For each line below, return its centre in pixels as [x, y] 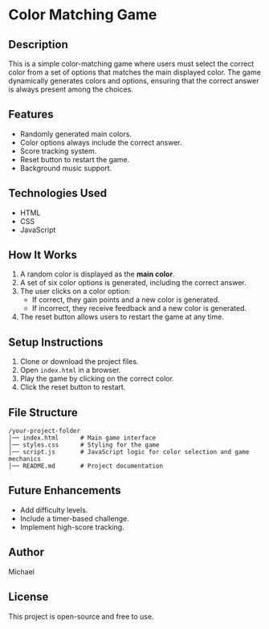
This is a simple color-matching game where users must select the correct [131, 63]
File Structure [43, 413]
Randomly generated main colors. [76, 133]
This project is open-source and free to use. [81, 616]
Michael [21, 571]
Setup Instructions [56, 342]
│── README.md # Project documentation [86, 466]
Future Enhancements [65, 490]
